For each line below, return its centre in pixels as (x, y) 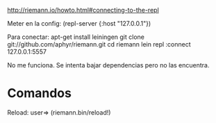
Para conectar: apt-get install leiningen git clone (76, 37)
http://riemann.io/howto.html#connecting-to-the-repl (83, 10)
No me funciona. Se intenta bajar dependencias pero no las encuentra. (108, 65)
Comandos (39, 93)
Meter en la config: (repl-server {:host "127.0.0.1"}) (79, 23)
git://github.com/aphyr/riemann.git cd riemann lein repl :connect (99, 44)
